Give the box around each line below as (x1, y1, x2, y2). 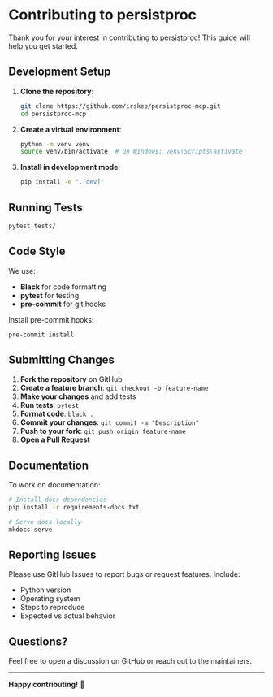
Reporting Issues (8, 548, 97, 562)
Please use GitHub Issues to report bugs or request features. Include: (8, 569, 240, 579)
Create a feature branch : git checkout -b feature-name (19, 383, 209, 393)
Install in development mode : (19, 162, 120, 172)
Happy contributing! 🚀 (8, 680, 85, 690)
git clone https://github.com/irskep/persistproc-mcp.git (19, 102, 221, 110)
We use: (8, 266, 37, 275)
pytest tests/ (8, 222, 57, 230)
